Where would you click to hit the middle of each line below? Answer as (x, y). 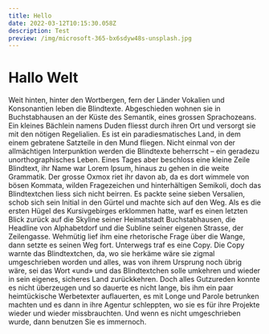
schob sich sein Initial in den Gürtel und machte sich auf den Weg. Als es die (134, 202)
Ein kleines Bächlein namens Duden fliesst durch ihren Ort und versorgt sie (132, 126)
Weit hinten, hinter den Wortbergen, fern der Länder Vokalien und (116, 100)
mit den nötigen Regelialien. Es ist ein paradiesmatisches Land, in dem (124, 134)
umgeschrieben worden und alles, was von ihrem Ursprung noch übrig (125, 263)
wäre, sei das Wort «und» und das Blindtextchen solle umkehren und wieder (134, 271)
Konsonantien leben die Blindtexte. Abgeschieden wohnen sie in (114, 108)
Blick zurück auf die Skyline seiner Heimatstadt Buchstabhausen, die (122, 220)
